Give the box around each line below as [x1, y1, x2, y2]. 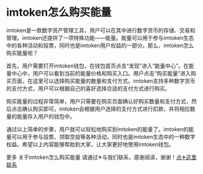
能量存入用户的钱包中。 [16, 112, 76, 120]
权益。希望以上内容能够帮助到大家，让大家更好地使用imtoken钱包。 [6, 140, 175, 148]
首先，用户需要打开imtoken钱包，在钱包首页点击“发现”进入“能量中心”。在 [6, 62, 189, 69]
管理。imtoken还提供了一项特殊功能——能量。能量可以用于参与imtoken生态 [6, 34, 195, 41]
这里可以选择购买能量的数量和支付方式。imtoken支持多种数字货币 [32, 77, 196, 85]
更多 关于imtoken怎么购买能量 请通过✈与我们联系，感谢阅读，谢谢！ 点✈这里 [6, 153, 197, 161]
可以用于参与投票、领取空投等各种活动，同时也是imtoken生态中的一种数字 [11, 133, 196, 140]
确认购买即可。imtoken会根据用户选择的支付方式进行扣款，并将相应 [22, 105, 190, 112]
